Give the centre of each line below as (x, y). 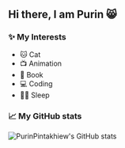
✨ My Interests (38, 37)
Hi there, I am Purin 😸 (62, 15)
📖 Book (31, 74)
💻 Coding (36, 83)
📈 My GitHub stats (45, 116)
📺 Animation (40, 63)
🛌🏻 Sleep (34, 95)
